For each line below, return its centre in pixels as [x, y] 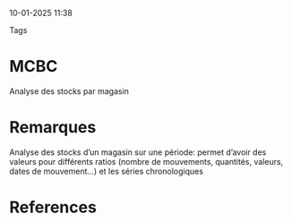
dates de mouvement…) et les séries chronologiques [107, 171]
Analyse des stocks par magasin [69, 91]
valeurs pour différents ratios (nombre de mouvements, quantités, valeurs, [146, 161]
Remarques [53, 128]
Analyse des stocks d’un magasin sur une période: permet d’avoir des [138, 152]
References [53, 207]
